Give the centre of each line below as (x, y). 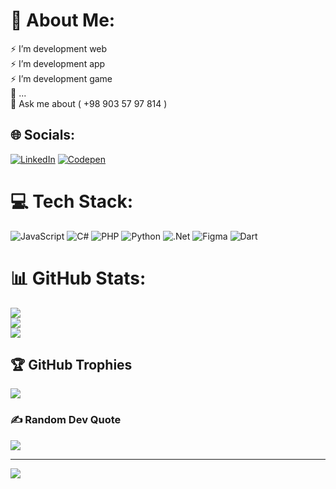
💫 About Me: (63, 20)
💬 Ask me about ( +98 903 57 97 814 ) (89, 103)
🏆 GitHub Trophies (71, 365)
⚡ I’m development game (61, 78)
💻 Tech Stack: (72, 201)
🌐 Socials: (43, 135)
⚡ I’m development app (58, 63)
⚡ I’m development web (59, 48)
